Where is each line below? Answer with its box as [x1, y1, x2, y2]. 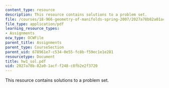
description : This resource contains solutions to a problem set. [5, 12, 147, 17]
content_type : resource [5, 7, 55, 13]
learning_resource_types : [5, 26, 59, 31]
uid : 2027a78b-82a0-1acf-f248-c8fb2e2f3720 [5, 63, 98, 68]
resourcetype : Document [5, 54, 55, 59]
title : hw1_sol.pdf [5, 59, 46, 64]
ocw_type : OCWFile [5, 36, 44, 41]
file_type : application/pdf [5, 21, 64, 27]
